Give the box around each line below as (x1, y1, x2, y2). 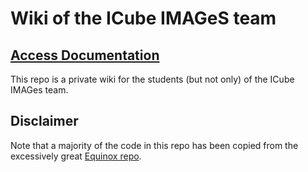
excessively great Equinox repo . (10, 150, 142, 162)
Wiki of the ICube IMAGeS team (10, 7, 277, 30)
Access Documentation (10, 47, 160, 64)
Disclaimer (10, 113, 79, 130)
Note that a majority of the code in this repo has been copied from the (10, 139, 299, 151)
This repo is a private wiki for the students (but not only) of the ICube (10, 73, 295, 85)
